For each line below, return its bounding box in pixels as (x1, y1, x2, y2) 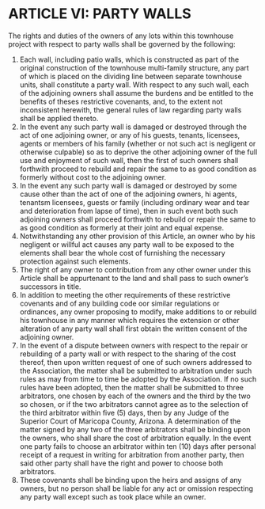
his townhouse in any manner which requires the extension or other (19, 315, 240, 325)
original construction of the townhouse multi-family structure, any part (19, 63, 249, 72)
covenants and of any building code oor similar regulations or (19, 298, 220, 308)
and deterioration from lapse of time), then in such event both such (19, 206, 239, 215)
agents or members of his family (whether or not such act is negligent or (19, 139, 256, 148)
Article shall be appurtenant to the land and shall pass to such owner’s (19, 273, 249, 283)
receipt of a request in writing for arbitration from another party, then (19, 450, 244, 459)
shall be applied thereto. (19, 113, 99, 123)
